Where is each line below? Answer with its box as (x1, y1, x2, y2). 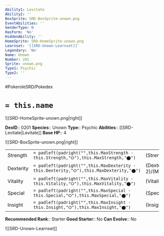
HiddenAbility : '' (5, 35, 42, 39)
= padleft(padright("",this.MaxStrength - (33, 150, 133, 156)
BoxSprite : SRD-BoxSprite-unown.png (5, 16, 80, 21)
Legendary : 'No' (5, 48, 38, 53)
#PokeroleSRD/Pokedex (5, 84, 53, 90)
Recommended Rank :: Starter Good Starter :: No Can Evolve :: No (5, 216, 137, 222)
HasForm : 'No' (5, 30, 34, 35)
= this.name (5, 101, 54, 110)
